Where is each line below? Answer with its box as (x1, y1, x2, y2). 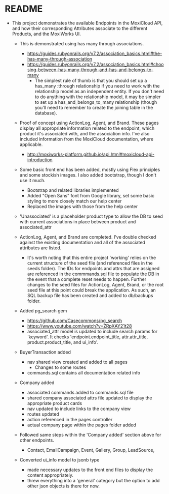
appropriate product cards (27, 400, 82, 406)
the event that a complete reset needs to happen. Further (27, 276, 147, 282)
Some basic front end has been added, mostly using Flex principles (19, 166, 160, 172)
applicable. (19, 141, 43, 148)
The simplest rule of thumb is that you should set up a (34, 77, 147, 83)
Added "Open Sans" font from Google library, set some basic (27, 192, 155, 198)
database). (34, 110, 58, 116)
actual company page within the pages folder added (27, 422, 136, 428)
